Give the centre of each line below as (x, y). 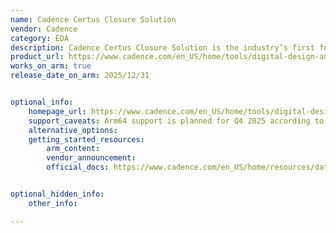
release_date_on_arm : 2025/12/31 (80, 76)
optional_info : (42, 102)
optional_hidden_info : (57, 194)
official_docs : (78, 167)
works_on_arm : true (51, 66)
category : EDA (40, 38)
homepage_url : (57, 111)
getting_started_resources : (86, 139)
